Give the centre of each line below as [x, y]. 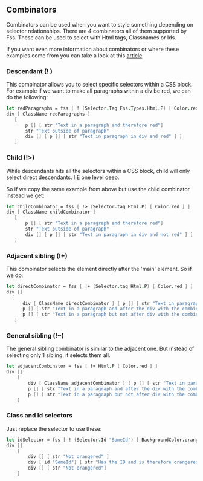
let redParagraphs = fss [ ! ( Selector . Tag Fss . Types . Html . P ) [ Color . [98, 108]
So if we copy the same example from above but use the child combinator [98, 189]
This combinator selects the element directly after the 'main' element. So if [99, 269]
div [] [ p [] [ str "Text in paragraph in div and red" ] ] [104, 136]
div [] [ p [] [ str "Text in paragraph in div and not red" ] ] [109, 234]
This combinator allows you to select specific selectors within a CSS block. [99, 85]
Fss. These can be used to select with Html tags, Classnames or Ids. [91, 37]
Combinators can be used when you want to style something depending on [100, 24]
